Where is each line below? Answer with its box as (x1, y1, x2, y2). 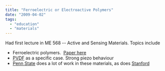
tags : (5, 17, 17, 22)
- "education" (10, 21, 39, 27)
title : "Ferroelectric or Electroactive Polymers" (5, 7, 114, 13)
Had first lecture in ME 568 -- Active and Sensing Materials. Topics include (5, 40, 160, 46)
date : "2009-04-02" (5, 12, 46, 17)
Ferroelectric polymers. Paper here (12, 50, 87, 56)
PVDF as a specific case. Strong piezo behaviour (12, 55, 114, 61)
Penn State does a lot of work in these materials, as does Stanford (12, 60, 150, 66)
